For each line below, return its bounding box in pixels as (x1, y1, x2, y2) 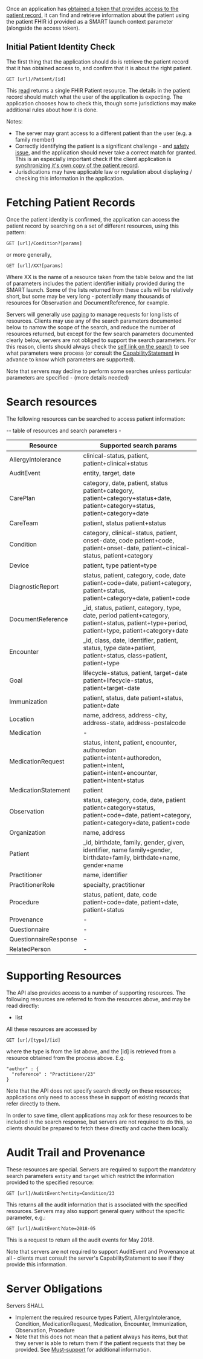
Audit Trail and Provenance (6, 1145, 146, 1159)
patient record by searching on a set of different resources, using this (6, 222, 179, 229)
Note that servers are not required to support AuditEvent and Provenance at (6, 1248, 195, 1255)
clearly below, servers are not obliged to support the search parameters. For (6, 336, 196, 344)
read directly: (6, 1002, 39, 1009)
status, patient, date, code (83, 890, 157, 898)
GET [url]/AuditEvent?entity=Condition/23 (6, 1190, 115, 1196)
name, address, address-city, (83, 711, 167, 719)
